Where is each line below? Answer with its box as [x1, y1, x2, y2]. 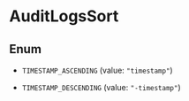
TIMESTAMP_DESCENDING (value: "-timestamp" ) [21, 82, 181, 92]
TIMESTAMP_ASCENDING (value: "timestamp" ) [21, 65, 174, 75]
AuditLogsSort [9, 6, 119, 27]
